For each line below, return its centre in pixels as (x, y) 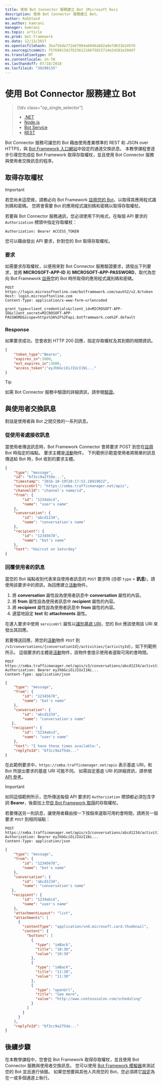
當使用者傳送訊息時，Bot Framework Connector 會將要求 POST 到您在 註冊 (79, 446)
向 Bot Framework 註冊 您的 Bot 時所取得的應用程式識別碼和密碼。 (71, 279)
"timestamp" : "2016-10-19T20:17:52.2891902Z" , (62, 482)
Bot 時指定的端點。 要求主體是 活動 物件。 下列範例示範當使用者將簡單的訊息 (80, 453)
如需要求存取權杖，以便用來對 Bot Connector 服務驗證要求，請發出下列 (76, 266)
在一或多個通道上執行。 (28, 1078)
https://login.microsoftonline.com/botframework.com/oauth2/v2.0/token (79, 292)
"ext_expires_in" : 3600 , (38, 363)
